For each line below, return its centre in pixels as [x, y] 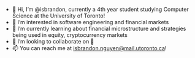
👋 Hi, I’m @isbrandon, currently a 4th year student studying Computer [100, 9]
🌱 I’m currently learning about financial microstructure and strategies [99, 28]
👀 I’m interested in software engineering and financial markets [90, 22]
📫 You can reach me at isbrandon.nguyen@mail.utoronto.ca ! [89, 48]
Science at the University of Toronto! [59, 16]
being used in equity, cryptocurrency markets [70, 35]
